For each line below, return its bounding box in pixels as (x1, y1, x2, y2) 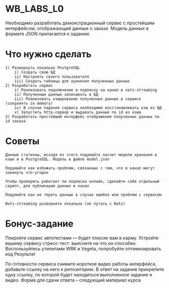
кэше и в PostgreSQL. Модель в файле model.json (5, 156, 110, 162)
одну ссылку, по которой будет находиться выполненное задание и (5, 271, 152, 277)
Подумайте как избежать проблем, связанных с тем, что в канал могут (5, 166, 155, 171)
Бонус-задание (5, 218, 74, 229)
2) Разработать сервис (5, 83, 53, 88)
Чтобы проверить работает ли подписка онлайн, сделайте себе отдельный (5, 179, 159, 184)
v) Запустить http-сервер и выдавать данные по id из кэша (14, 110, 142, 115)
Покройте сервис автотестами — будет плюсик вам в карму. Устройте (5, 235, 158, 241)
